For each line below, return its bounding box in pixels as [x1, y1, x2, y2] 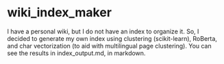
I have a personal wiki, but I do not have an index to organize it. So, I [7, 27, 199, 35]
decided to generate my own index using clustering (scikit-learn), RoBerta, [7, 34, 218, 42]
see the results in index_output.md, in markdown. [7, 49, 146, 57]
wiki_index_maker [7, 5, 112, 20]
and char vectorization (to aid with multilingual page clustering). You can [7, 42, 212, 50]
